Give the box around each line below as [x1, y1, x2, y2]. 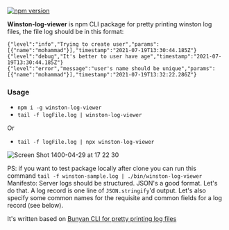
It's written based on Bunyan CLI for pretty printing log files [7, 215, 177, 223]
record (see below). [7, 202, 64, 210]
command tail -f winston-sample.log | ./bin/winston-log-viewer [7, 172, 203, 180]
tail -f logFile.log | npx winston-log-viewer [17, 139, 155, 146]
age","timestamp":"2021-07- [140, 53, 222, 60]
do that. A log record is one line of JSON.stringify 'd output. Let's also [7, 186, 206, 195]
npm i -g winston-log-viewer [17, 104, 102, 111]
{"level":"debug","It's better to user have [7, 53, 138, 60]
